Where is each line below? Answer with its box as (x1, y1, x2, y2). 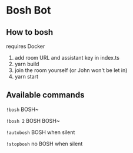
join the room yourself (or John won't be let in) (14, 67, 128, 74)
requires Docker (6, 43, 45, 50)
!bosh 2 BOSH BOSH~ (6, 117, 60, 124)
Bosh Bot (6, 4, 51, 17)
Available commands (6, 90, 85, 100)
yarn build (14, 60, 39, 67)
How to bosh (6, 27, 54, 37)
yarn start (14, 73, 39, 80)
